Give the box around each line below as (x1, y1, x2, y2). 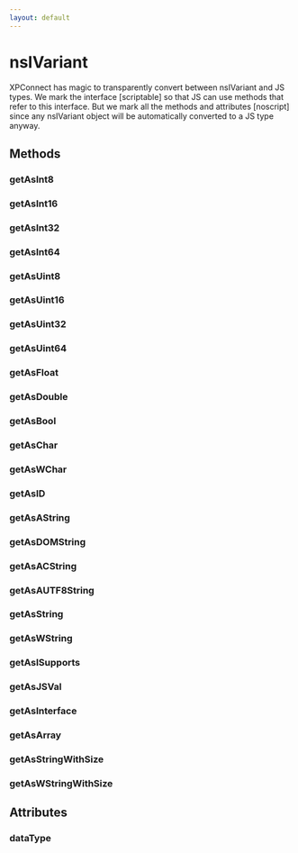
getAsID (9, 487, 46, 500)
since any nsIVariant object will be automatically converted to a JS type (9, 110, 275, 122)
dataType (9, 832, 52, 845)
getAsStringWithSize (9, 753, 104, 766)
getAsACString (9, 559, 77, 572)
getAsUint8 (9, 269, 61, 282)
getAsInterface (9, 704, 77, 717)
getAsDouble (9, 391, 68, 404)
